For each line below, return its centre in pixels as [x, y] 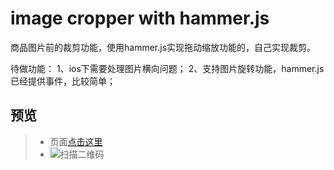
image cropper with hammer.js [140, 18]
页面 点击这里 [76, 141]
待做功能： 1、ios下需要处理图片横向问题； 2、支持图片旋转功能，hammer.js [167, 68]
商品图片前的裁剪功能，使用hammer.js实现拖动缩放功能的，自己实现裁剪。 [163, 47]
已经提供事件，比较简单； [63, 81]
